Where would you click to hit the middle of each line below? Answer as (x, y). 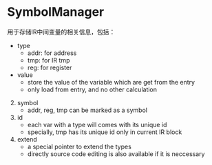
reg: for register (50, 67)
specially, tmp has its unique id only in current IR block (105, 132)
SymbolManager (56, 12)
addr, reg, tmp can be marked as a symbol (87, 110)
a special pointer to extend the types (79, 146)
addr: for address (52, 53)
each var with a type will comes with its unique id (97, 124)
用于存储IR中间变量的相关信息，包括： (61, 32)
